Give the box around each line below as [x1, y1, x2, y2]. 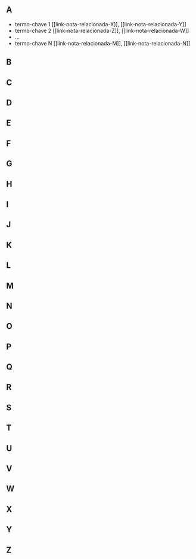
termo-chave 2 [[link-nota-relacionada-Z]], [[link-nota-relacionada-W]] [14, 27, 189, 34]
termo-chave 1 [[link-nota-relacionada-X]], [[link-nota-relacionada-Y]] [14, 20, 186, 28]
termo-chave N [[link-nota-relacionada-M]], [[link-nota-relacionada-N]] [14, 39, 191, 47]
